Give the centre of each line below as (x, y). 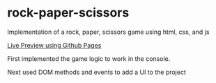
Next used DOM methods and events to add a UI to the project (97, 72)
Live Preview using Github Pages (54, 45)
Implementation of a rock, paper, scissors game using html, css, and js (108, 32)
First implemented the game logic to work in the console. (89, 58)
